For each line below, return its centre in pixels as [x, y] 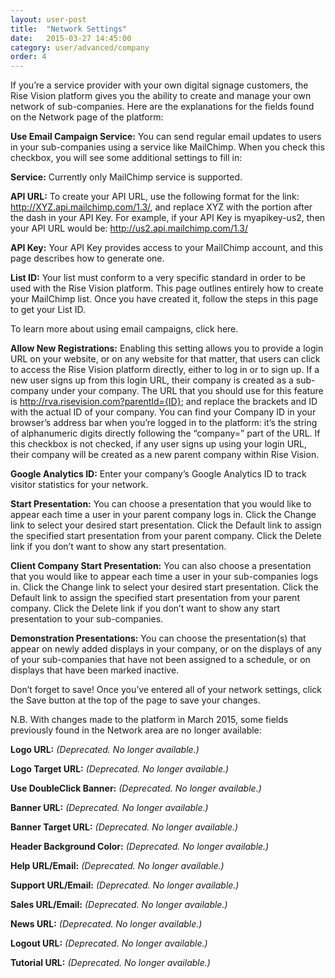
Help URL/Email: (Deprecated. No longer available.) [117, 866]
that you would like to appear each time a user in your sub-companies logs [164, 577]
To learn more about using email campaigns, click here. [124, 329]
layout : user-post [48, 19]
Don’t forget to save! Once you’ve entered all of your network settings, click [166, 690]
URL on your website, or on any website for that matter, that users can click [165, 359]
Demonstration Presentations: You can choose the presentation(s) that [158, 638]
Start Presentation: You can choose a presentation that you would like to [161, 504]
